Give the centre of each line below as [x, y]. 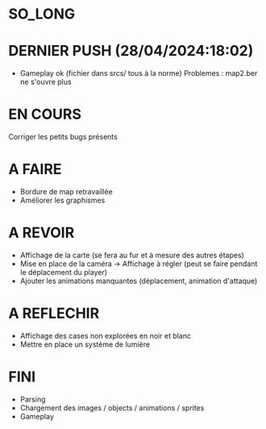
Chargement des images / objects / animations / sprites [112, 407]
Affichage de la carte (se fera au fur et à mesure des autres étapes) [132, 255]
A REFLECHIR [54, 313]
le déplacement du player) [63, 272]
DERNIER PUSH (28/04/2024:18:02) [131, 51]
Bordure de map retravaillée [66, 192]
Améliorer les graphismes [62, 200]
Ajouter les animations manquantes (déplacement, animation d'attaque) [139, 281]
